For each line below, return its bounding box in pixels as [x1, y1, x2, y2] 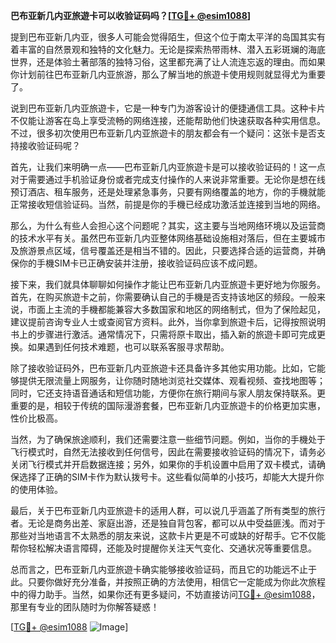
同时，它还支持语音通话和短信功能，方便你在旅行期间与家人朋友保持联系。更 [10, 387, 326, 399]
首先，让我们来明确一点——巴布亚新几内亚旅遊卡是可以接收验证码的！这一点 [10, 161, 326, 173]
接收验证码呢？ [18, 140, 81, 151]
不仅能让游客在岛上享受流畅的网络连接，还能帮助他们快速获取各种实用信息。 [10, 115, 326, 126]
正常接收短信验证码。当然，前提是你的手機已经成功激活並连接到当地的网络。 [10, 199, 326, 210]
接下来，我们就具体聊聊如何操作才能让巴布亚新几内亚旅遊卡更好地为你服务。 [10, 279, 326, 290]
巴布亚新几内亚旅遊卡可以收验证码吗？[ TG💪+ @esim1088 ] [10, 10, 252, 21]
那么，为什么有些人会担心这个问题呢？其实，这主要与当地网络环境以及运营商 [10, 220, 326, 231]
